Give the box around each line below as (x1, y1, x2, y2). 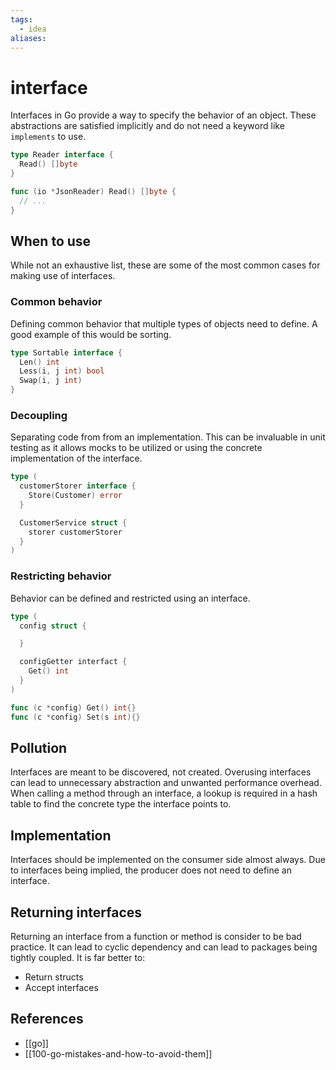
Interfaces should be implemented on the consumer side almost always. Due (10, 854, 326, 866)
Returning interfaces (10, 904, 143, 921)
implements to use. (10, 131, 87, 143)
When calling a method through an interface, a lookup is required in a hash (10, 787, 318, 800)
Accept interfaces (24, 981, 99, 993)
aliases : (10, 33, 47, 43)
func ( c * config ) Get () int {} (10, 702, 137, 713)
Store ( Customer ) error (28, 491, 123, 501)
